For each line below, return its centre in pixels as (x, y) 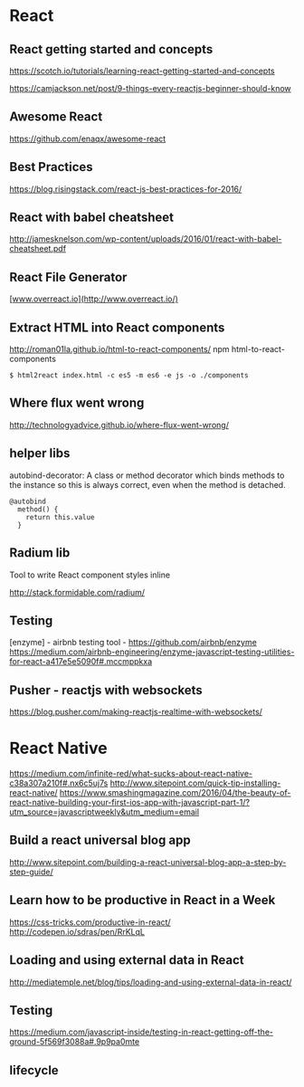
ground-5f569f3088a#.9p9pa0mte (75, 1042)
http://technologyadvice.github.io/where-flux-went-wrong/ (119, 424)
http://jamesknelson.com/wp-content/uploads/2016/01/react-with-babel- (146, 239)
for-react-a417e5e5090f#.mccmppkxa (81, 662)
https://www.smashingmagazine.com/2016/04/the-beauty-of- (175, 793)
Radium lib (40, 553)
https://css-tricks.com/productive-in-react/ (90, 922)
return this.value (60, 517)
